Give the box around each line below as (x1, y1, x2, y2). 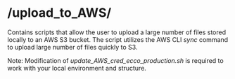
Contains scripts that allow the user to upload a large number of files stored (7, 28, 227, 36)
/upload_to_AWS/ (7, 5, 112, 21)
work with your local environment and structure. (7, 64, 146, 72)
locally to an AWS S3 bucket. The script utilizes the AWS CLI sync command (7, 35, 229, 43)
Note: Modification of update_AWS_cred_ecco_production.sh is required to (7, 56, 224, 64)
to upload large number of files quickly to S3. (7, 43, 138, 51)
